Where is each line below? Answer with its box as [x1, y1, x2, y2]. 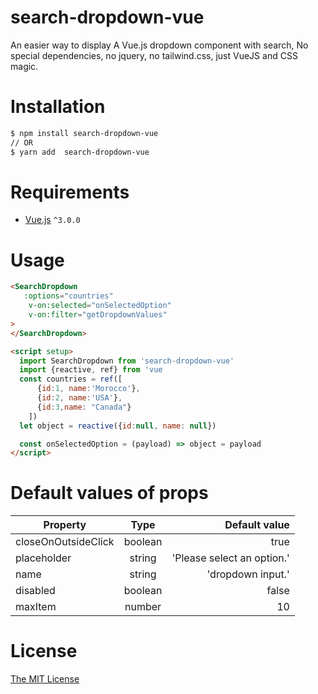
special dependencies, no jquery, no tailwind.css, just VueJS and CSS [10, 49, 298, 61]
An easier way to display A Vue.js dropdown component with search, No [10, 39, 309, 51]
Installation [10, 96, 106, 118]
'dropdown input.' [206, 567, 290, 581]
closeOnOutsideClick [15, 535, 115, 549]
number [124, 600, 162, 614]
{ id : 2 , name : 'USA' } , [36, 393, 123, 403]
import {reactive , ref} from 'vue [19, 365, 163, 375]
